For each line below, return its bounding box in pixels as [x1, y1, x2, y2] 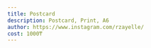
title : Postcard [7, 10, 55, 18]
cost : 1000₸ [7, 30, 43, 37]
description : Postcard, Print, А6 [7, 17, 110, 24]
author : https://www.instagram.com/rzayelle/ [7, 23, 144, 30]
